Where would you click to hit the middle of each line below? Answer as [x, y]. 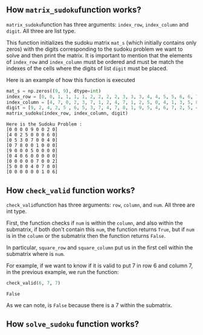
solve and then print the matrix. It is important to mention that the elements [99, 55]
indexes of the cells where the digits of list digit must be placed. [87, 68]
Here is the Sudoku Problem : [44, 124]
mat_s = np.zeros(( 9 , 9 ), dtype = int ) [54, 91]
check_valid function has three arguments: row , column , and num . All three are [101, 205]
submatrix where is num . [36, 254]
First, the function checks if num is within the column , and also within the [95, 223]
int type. [17, 211]
